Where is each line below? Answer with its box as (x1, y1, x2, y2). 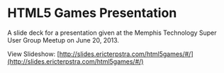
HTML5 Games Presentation (7, 5, 177, 21)
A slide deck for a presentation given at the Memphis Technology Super (7, 28, 218, 37)
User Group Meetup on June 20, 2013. (7, 35, 119, 44)
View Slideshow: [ (7, 50, 60, 58)
